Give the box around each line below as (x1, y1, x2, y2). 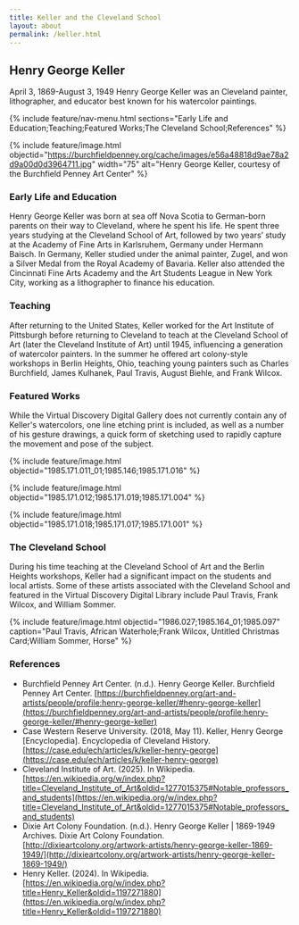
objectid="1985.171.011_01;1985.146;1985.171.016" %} (9, 465, 201, 476)
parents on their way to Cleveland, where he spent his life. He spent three (9, 221, 279, 231)
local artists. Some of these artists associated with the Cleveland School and (9, 580, 291, 591)
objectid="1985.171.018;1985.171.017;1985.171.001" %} (9, 519, 203, 529)
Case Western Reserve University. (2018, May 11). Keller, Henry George (21, 725, 284, 737)
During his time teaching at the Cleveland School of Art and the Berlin (9, 562, 265, 572)
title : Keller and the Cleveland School (9, 12, 162, 22)
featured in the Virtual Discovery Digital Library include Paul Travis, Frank (9, 590, 278, 601)
